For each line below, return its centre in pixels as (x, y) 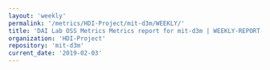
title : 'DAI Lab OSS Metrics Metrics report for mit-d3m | (109, 31)
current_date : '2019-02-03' (55, 53)
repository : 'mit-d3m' (46, 46)
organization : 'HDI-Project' (57, 38)
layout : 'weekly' (37, 16)
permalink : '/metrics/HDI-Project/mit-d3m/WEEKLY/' (96, 23)
